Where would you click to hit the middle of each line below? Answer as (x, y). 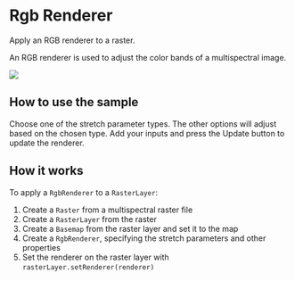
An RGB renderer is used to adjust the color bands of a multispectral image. (148, 57)
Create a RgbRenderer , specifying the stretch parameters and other (144, 238)
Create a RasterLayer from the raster (90, 219)
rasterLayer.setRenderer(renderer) (88, 267)
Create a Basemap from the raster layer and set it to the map (130, 228)
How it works (46, 171)
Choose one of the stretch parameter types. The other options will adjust (143, 124)
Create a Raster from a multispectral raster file (107, 210)
